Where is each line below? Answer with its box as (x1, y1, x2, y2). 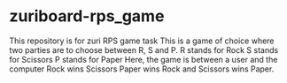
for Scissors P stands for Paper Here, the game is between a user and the (9, 54, 278, 64)
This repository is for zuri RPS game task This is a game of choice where (9, 35, 275, 46)
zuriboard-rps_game (9, 6, 165, 26)
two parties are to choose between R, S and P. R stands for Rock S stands (9, 44, 279, 55)
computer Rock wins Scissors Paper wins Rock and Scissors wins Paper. (9, 64, 275, 74)
